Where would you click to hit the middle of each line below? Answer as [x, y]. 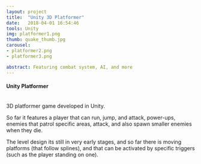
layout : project [26, 12]
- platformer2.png [29, 51]
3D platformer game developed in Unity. [55, 106]
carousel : [19, 45]
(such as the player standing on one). [52, 154]
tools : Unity [22, 28]
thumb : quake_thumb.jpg [36, 40]
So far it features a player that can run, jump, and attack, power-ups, [91, 117]
